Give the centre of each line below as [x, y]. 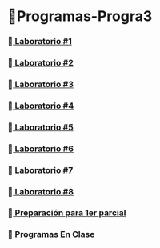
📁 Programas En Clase [51, 234]
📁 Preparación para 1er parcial [67, 213]
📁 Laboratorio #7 [40, 170]
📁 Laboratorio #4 [41, 106]
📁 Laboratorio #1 [40, 42]
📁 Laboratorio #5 [40, 127]
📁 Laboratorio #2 [40, 63]
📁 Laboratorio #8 [40, 191]
